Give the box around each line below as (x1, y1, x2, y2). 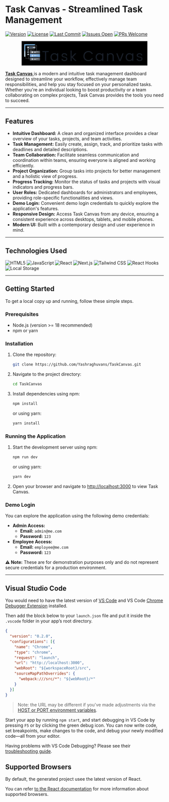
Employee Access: (12, 539, 53, 545)
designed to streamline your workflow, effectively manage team (5, 76, 137, 82)
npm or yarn (12, 328, 38, 334)
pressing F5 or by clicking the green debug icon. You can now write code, (5, 722, 157, 728)
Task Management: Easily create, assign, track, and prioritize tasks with (12, 141, 163, 147)
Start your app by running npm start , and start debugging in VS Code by (5, 717, 155, 723)
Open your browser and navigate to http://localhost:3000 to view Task (12, 483, 158, 489)
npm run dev (12, 455, 38, 460)
